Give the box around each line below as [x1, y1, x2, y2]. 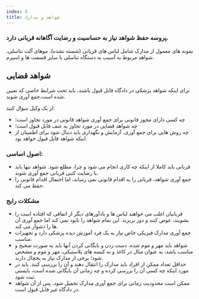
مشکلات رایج [6, 196, 40, 205]
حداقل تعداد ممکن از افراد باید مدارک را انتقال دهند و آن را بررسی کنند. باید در [14, 260, 187, 268]
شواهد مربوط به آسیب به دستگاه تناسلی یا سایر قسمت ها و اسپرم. [6, 53, 154, 61]
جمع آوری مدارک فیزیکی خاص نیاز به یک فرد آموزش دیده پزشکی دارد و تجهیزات [14, 229, 191, 236]
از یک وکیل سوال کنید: [6, 104, 55, 112]
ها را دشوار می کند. [14, 223, 58, 230]
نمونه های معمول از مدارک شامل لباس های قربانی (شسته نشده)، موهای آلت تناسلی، [6, 47, 194, 54]
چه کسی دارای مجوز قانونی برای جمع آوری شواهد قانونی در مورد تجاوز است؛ [14, 116, 185, 123]
